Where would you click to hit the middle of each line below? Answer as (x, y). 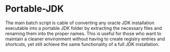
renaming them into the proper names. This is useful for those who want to (83, 33)
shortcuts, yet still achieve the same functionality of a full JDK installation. (82, 44)
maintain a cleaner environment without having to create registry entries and (85, 39)
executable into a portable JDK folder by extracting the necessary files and (84, 28)
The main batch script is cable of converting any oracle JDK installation (80, 23)
